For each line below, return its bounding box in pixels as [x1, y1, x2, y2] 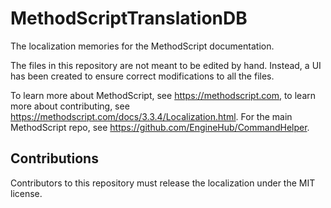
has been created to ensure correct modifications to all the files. [10, 70, 275, 82]
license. [10, 187, 43, 199]
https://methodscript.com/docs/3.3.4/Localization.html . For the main [10, 110, 293, 122]
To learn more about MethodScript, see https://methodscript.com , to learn [10, 89, 317, 101]
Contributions [10, 150, 99, 167]
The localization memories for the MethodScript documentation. [10, 40, 275, 52]
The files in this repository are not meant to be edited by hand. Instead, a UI [10, 59, 322, 71]
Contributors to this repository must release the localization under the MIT [10, 177, 316, 189]
